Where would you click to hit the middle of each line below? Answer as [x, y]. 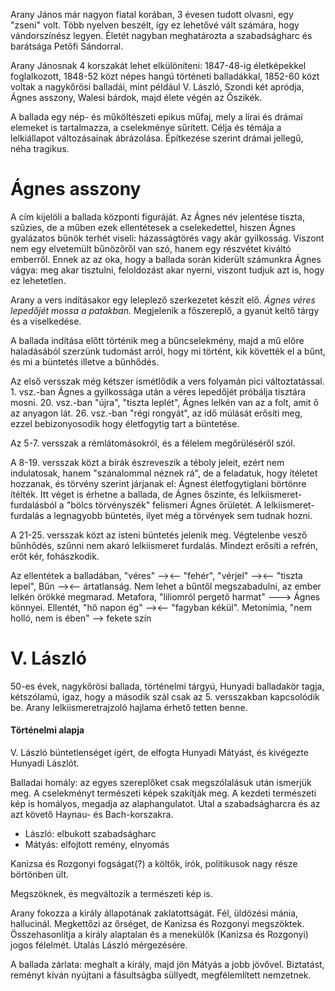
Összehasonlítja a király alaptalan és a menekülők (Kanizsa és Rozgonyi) [159, 935]
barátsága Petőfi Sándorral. [67, 46]
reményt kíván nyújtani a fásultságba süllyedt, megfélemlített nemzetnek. [161, 975]
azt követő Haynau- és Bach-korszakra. [92, 815]
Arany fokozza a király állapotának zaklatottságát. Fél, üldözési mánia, [154, 913]
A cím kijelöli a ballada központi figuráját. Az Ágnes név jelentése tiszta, [157, 216]
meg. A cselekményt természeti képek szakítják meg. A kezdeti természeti [163, 793]
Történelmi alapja [47, 730]
